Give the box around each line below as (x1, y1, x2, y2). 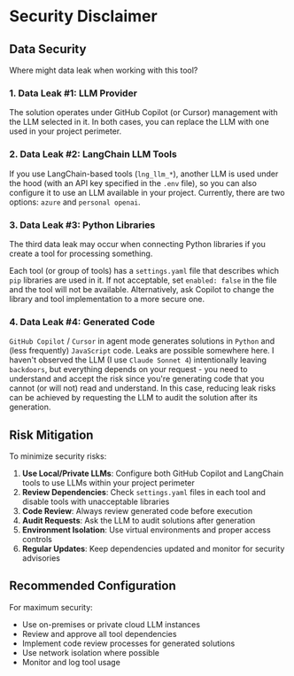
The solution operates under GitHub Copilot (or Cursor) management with (9, 107, 278, 118)
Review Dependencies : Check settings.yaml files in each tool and (21, 487, 266, 497)
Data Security (9, 42, 87, 57)
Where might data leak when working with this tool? (9, 65, 198, 75)
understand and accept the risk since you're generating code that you (9, 374, 265, 385)
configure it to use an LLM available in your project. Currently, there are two (9, 187, 285, 198)
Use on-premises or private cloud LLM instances (21, 618, 201, 630)
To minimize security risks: (9, 451, 107, 462)
